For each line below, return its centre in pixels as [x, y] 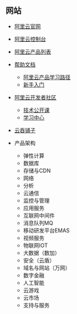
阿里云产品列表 [33, 51]
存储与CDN [37, 170]
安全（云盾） [39, 260]
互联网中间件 [39, 215]
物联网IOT [36, 245]
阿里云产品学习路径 [47, 77]
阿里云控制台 [30, 39]
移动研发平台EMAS [46, 230]
